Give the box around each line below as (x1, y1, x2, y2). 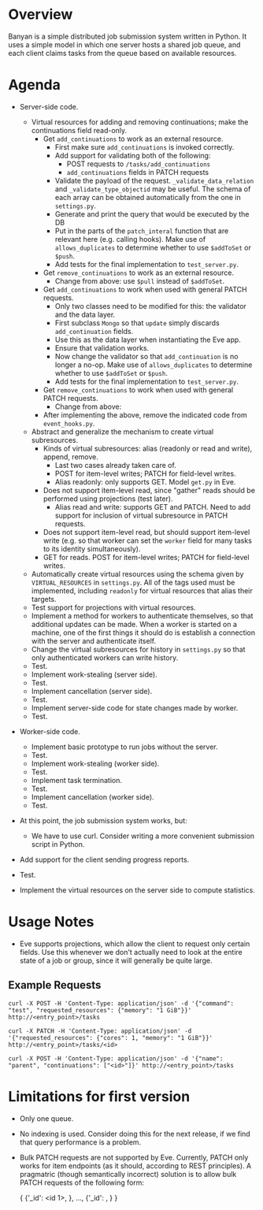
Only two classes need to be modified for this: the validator (54, 301, 246, 310)
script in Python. (31, 839, 85, 848)
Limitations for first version (8, 1087, 191, 1105)
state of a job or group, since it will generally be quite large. (19, 956, 213, 965)
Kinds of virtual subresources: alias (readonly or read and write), (43, 444, 253, 453)
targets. (31, 594, 57, 603)
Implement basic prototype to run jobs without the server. (31, 742, 218, 752)
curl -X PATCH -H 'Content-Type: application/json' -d (8, 1026, 192, 1035)
